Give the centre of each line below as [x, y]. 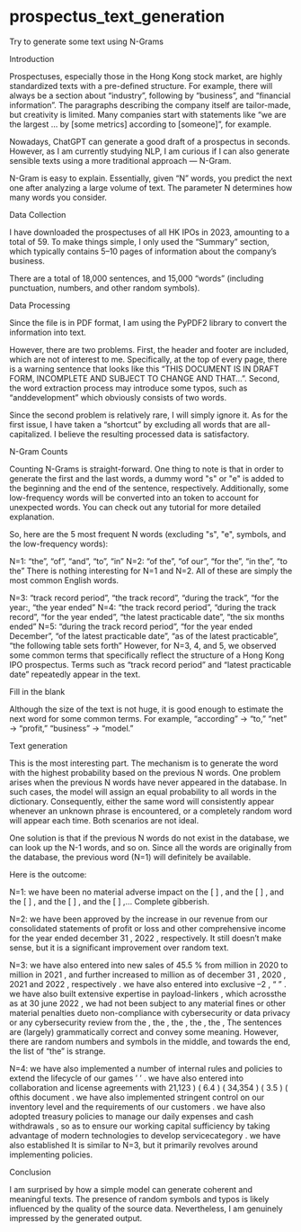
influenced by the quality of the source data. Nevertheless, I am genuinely [146, 1209]
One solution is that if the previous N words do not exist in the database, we [150, 838]
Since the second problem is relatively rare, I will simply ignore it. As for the [149, 415]
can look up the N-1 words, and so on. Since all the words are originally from [150, 847]
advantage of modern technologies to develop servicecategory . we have [145, 1135]
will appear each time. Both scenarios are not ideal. [104, 820]
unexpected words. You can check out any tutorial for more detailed [135, 507]
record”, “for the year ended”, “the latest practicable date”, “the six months [147, 616]
